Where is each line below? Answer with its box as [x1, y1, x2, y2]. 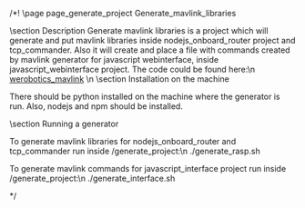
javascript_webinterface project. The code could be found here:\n [9, 64, 256, 74]
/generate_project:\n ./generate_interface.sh [9, 173, 176, 183]
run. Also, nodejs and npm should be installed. [9, 101, 184, 112]
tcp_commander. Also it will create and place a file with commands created [9, 45, 290, 55]
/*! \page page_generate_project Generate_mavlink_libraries [9, 8, 237, 18]
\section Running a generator [9, 118, 119, 129]
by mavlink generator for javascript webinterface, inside [9, 54, 219, 64]
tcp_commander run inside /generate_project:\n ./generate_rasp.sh [9, 145, 261, 156]
